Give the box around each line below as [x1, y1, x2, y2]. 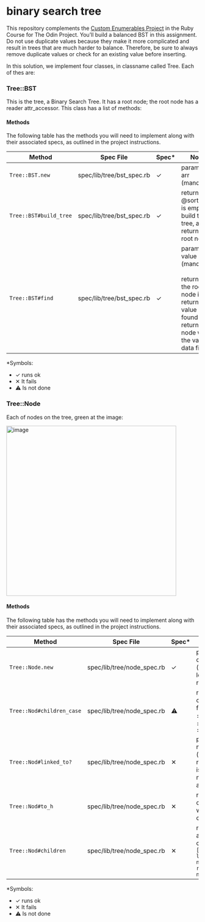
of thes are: [6, 68, 35, 76]
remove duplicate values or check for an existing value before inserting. [6, 50, 187, 57]
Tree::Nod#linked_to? [9, 758, 72, 765]
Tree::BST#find [9, 295, 54, 302]
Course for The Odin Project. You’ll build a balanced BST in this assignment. [6, 31, 197, 38]
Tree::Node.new [9, 663, 54, 671]
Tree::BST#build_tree [9, 212, 72, 219]
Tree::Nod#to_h [9, 803, 54, 810]
